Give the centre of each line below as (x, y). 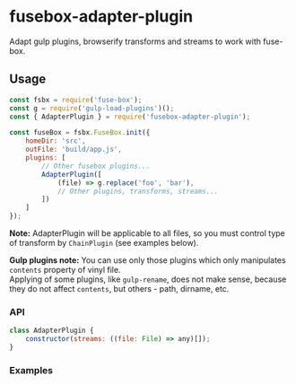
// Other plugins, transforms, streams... (138, 191)
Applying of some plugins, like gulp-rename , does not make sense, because (148, 279)
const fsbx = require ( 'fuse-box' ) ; (76, 100)
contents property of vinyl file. (65, 270)
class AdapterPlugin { (52, 331)
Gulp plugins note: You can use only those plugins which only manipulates (148, 260)
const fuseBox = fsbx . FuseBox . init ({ (80, 133)
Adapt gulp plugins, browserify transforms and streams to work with (135, 41)
